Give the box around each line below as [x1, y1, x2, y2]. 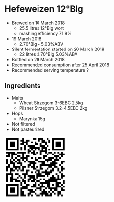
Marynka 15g [19, 115, 45, 122]
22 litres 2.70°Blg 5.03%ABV [19, 51, 78, 57]
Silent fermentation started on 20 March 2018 [11, 46, 105, 52]
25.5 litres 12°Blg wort [19, 25, 64, 31]
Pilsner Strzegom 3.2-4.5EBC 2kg [19, 105, 88, 111]
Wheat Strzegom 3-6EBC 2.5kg [19, 100, 83, 106]
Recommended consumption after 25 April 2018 [11, 62, 110, 68]
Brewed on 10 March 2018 [11, 20, 65, 26]
